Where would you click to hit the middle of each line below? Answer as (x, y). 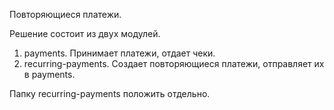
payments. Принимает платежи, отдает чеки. (119, 53)
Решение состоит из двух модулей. (85, 33)
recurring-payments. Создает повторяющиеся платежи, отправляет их (174, 63)
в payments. (49, 74)
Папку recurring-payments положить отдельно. (110, 93)
